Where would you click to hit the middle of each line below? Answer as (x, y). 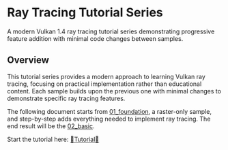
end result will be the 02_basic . (51, 126)
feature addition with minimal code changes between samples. (95, 38)
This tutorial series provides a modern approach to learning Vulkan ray (106, 76)
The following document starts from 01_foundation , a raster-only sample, (109, 111)
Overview (28, 60)
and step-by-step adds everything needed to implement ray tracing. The (109, 119)
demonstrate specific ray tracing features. (66, 98)
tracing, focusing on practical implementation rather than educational (104, 84)
